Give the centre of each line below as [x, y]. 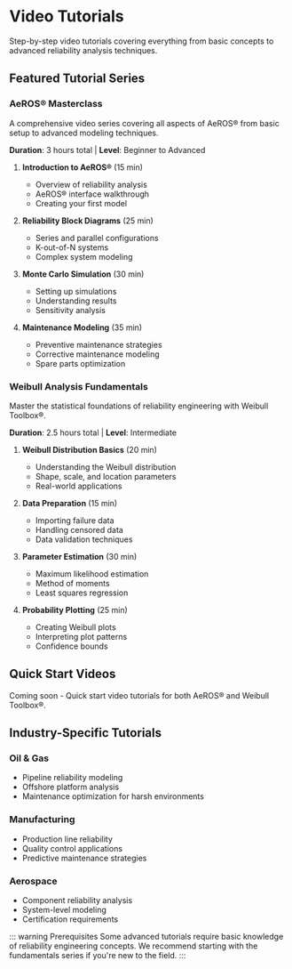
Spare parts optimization [80, 363]
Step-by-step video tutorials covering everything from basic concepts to [142, 41]
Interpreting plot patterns [81, 636]
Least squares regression [82, 593]
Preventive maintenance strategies [99, 344]
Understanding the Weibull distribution [106, 467]
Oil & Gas [29, 758]
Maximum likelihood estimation [92, 573]
